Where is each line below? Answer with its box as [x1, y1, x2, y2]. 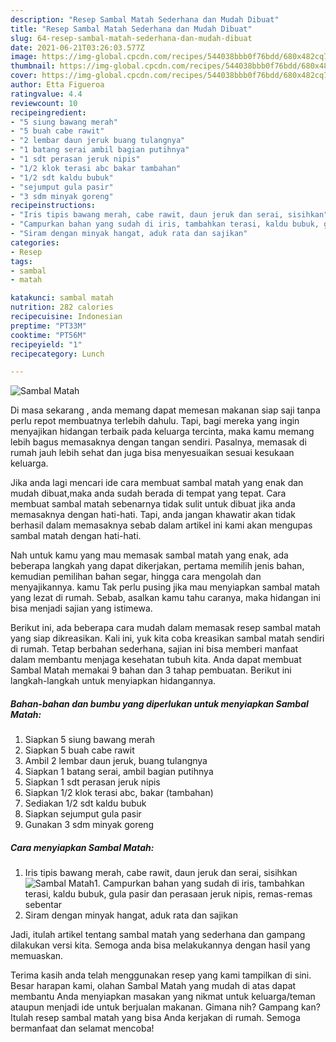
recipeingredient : [10, 107, 87, 118]
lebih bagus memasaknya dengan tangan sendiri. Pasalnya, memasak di [10, 436, 307, 448]
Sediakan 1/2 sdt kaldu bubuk [24, 797, 147, 810]
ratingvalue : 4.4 [10, 89, 83, 99]
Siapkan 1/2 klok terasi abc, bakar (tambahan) [24, 787, 214, 799]
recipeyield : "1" [10, 339, 83, 350]
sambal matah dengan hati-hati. [10, 530, 142, 542]
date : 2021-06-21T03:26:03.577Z [10, 42, 145, 53]
